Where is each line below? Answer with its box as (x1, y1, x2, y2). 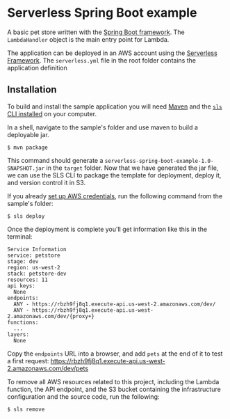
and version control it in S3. (7, 178, 85, 187)
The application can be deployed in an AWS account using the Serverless (7, 49, 217, 57)
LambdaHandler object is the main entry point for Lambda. (7, 35, 170, 43)
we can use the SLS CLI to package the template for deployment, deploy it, (7, 171, 222, 179)
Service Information (7, 246, 67, 253)
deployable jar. (7, 130, 50, 139)
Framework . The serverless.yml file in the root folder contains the (7, 56, 197, 64)
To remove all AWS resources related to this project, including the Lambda (7, 377, 220, 386)
